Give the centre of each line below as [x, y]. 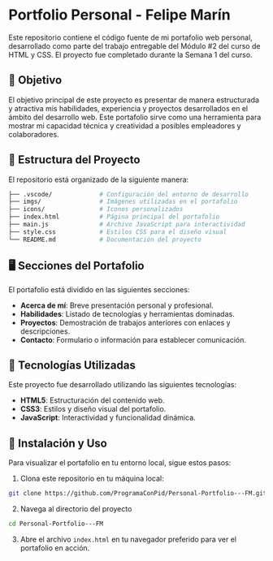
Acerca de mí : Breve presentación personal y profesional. [117, 305]
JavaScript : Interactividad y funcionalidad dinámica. [108, 418]
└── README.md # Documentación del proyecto [105, 240]
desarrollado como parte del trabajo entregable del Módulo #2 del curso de [134, 45]
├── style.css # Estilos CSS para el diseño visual [118, 232]
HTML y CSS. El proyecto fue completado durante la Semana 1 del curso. [131, 54]
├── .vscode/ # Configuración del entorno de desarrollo [129, 194]
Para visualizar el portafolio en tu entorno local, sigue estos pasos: [120, 463]
